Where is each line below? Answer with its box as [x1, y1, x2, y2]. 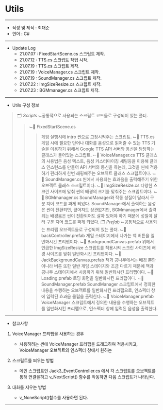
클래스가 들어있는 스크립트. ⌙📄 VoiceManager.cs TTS [41, 152, 145, 158]
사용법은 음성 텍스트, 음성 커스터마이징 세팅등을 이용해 [46, 158, 149, 164]
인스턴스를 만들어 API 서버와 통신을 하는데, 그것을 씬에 [46, 164, 149, 170]
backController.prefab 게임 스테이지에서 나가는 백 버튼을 [41, 232, 149, 238]
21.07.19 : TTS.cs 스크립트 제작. [19, 63, 80, 69]
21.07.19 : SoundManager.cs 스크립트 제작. [19, 75, 102, 81]
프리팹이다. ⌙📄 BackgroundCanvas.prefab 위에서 [58, 238, 154, 244]
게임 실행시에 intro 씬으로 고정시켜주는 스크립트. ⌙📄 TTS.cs [41, 134, 155, 140]
